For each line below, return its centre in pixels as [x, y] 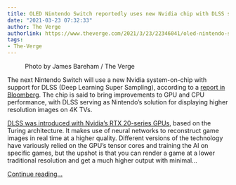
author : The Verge [34, 27]
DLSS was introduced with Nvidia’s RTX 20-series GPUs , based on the [109, 123]
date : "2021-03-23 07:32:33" [50, 20]
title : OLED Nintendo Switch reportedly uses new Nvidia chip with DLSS [116, 14]
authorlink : [25, 33]
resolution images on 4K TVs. [50, 110]
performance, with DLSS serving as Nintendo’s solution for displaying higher [118, 102]
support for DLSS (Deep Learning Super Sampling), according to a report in [116, 87]
